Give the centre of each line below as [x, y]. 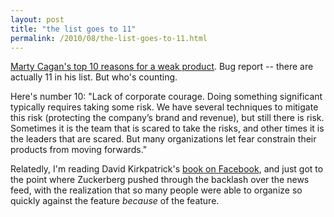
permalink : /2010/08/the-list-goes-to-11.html [109, 38]
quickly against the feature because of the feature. [115, 201]
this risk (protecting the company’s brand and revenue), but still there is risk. [167, 118]
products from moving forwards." [79, 150]
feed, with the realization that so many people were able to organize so [156, 190]
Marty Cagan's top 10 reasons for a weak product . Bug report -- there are [162, 67]
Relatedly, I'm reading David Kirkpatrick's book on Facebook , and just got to [167, 169]
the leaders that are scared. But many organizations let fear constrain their [163, 139]
